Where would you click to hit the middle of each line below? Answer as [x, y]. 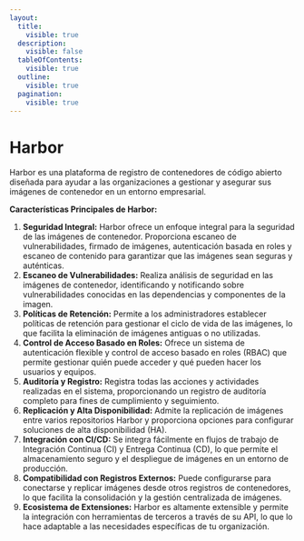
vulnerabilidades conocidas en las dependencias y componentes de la [154, 295]
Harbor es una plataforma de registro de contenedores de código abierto [146, 173]
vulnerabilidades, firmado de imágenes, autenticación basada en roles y [157, 246]
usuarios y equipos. [59, 372]
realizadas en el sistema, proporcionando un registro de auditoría [144, 391]
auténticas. [44, 265]
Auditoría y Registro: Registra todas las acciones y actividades [141, 382]
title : [30, 26]
